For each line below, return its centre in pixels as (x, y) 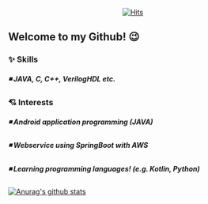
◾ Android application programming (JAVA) (81, 122)
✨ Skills (23, 59)
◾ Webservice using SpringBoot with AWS (78, 145)
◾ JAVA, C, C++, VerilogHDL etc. (62, 78)
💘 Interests (31, 103)
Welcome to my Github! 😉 (74, 37)
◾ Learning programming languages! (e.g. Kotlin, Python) (104, 168)
